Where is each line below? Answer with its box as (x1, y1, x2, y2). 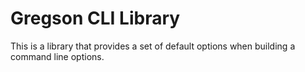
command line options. (10, 50, 105, 62)
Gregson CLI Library (10, 7, 181, 30)
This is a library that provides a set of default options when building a (10, 40, 296, 52)
